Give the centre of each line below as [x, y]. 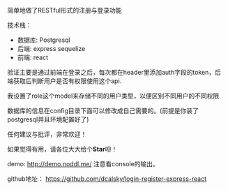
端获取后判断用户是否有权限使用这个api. [64, 81]
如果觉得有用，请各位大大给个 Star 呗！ [62, 149]
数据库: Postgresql [44, 40]
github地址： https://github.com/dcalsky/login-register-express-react [107, 179]
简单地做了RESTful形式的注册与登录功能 [64, 10]
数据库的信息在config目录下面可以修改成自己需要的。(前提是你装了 [103, 111]
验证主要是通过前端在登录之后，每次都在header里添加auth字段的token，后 [114, 72]
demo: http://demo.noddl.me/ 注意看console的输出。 [83, 164]
